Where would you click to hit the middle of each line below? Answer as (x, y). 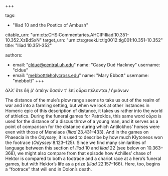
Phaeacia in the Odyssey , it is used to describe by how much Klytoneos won (84, 137)
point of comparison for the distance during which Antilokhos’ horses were (82, 126)
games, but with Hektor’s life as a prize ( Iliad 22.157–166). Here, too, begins (83, 164)
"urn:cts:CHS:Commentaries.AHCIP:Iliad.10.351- (80, 35)
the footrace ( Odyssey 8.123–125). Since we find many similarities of (76, 142)
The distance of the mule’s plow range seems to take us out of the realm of (83, 100)
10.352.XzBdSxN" (24, 40)
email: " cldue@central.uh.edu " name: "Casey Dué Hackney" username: (86, 65)
